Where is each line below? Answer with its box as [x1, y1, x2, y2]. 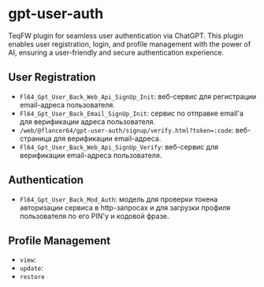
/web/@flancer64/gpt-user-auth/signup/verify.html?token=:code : [19, 125, 234, 134]
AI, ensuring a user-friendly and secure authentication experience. [8, 47, 225, 57]
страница [19, 134, 52, 143]
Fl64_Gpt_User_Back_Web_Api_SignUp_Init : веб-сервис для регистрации [19, 92, 257, 101]
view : [19, 255, 37, 265]
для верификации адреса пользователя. [19, 116, 156, 127]
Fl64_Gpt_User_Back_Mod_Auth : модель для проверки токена [19, 194, 218, 204]
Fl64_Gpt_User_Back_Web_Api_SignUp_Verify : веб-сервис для [19, 142, 219, 151]
